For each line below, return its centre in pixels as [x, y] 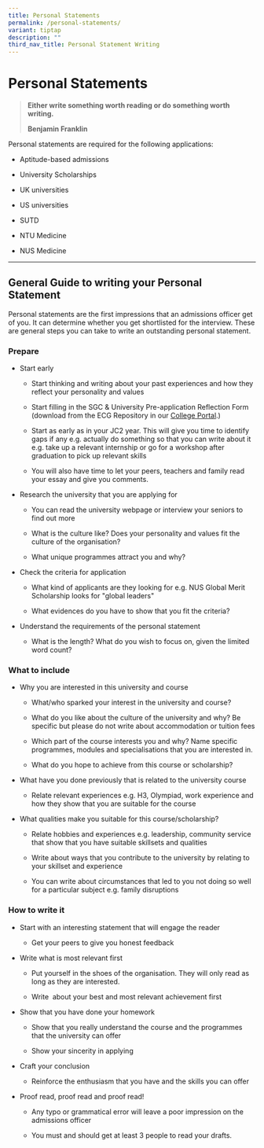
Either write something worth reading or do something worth [128, 105]
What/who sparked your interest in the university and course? [131, 703]
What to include [39, 671]
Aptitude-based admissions [64, 160]
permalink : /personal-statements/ [65, 23]
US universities [44, 205]
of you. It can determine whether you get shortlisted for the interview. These [132, 322]
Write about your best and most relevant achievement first [126, 996]
